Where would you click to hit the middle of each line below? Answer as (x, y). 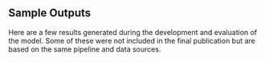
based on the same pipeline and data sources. (85, 49)
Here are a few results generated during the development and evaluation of (133, 32)
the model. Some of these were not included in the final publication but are (132, 41)
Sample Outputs (50, 13)
